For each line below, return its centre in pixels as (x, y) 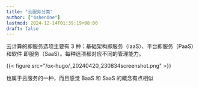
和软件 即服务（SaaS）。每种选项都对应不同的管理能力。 (75, 54)
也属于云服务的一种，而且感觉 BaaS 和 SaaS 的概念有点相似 (80, 78)
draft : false (23, 28)
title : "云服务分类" (29, 12)
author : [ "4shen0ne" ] (33, 17)
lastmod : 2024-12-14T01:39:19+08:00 (52, 23)
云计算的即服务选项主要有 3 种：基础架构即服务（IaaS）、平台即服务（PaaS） (100, 46)
